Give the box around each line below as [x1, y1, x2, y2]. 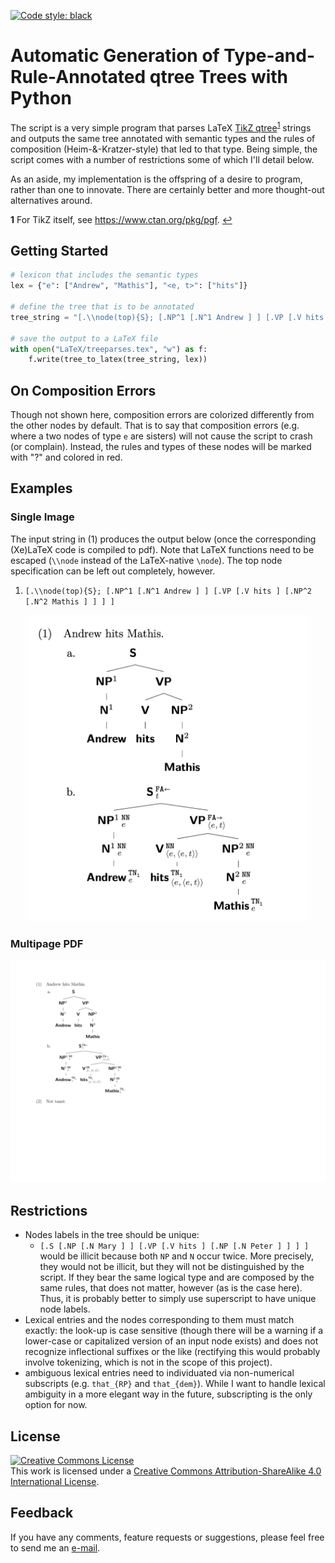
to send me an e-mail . [10, 1541, 101, 1554]
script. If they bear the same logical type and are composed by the [39, 1271, 315, 1284]
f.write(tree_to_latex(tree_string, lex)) [28, 355, 208, 365]
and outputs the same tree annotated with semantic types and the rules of [10, 132, 316, 144]
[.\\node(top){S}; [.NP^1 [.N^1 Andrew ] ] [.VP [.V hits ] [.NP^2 [24, 586, 312, 596]
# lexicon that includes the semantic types [10, 270, 199, 280]
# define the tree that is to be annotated [10, 302, 195, 312]
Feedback [10, 1505, 74, 1522]
